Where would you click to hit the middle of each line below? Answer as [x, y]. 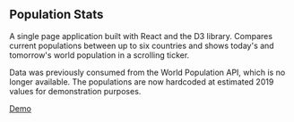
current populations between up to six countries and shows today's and [142, 45]
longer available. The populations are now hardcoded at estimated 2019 [142, 81]
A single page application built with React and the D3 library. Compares [141, 36]
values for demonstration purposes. [75, 91]
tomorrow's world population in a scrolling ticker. [99, 55]
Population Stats [56, 15]
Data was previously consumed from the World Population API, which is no [147, 72]
